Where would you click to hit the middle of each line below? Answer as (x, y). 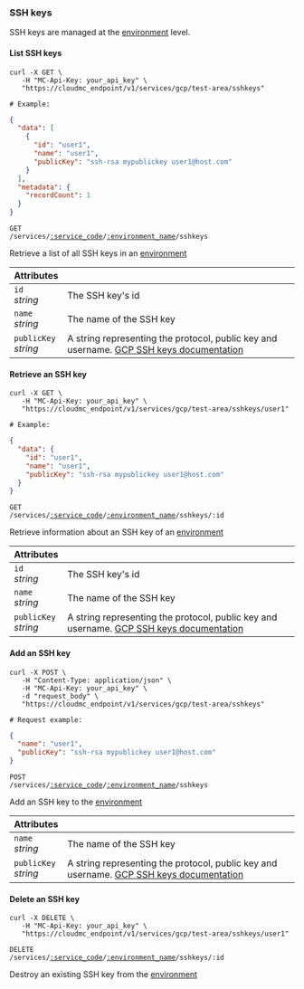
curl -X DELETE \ (42, 918)
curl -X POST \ (38, 672)
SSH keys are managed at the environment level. (100, 33)
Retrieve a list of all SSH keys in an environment (98, 253)
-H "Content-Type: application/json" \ (96, 680)
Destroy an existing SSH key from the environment (103, 975)
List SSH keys (36, 52)
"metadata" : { (44, 187)
